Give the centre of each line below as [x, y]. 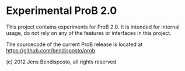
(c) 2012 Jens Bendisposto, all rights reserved [61, 62]
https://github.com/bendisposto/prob [51, 50]
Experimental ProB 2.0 [62, 11]
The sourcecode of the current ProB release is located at [74, 44]
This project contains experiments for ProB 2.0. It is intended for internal [93, 27]
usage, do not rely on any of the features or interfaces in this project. [89, 33]
